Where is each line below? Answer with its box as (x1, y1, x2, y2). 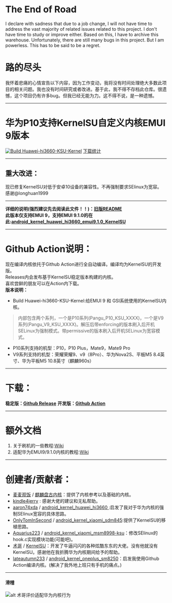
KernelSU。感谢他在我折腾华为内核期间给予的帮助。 (12, 549, 123, 555)
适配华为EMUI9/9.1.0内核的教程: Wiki (12, 449, 89, 455)
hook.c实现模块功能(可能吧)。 (12, 536, 76, 543)
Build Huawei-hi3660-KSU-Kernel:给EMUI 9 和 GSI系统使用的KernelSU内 (12, 297, 167, 304)
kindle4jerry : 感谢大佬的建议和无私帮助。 (12, 498, 101, 504)
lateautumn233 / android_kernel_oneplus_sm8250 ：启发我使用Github (12, 555, 160, 562)
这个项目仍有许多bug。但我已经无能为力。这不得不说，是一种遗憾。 (14, 92, 157, 98)
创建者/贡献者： (5, 473, 72, 485)
